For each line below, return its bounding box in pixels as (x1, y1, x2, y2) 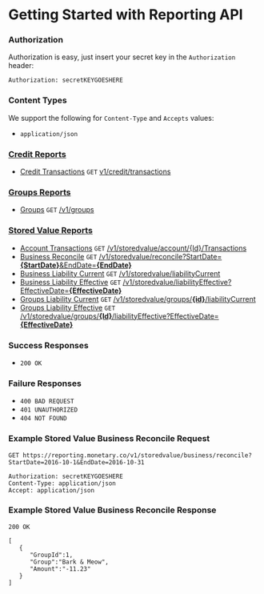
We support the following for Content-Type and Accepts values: (8, 113, 214, 122)
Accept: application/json (8, 486, 94, 494)
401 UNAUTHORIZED (19, 406, 78, 414)
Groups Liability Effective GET (19, 303, 116, 312)
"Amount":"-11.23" (29, 564, 91, 573)
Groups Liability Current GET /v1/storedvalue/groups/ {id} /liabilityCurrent (19, 294, 256, 303)
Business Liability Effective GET (19, 277, 122, 287)
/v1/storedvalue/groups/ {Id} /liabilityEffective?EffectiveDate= (19, 311, 219, 321)
